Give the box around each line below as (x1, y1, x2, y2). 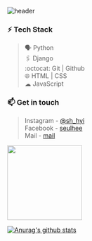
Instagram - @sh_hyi (24, 116, 85, 124)
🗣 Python (24, 44, 54, 52)
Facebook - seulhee (24, 124, 83, 132)
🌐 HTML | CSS (24, 72, 67, 80)
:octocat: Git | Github (24, 64, 86, 73)
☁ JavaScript (24, 79, 64, 88)
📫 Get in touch (7, 98, 60, 108)
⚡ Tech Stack (7, 25, 53, 34)
